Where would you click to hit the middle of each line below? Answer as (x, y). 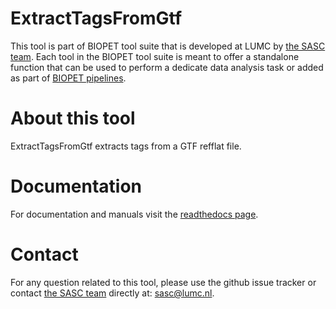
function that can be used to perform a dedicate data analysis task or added (167, 67)
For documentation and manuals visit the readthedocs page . (134, 214)
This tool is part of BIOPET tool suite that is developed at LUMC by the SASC (168, 46)
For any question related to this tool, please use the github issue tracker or (163, 282)
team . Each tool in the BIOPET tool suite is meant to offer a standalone (155, 56)
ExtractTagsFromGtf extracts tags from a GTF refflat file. (126, 146)
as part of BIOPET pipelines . (68, 78)
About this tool (73, 118)
